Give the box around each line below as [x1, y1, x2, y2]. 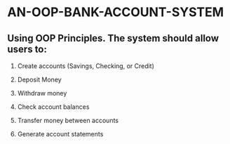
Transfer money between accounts [17, 117, 119, 124]
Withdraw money [17, 89, 67, 97]
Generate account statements [17, 130, 104, 138]
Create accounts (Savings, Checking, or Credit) [17, 62, 154, 70]
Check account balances [17, 103, 90, 111]
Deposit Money [17, 75, 62, 84]
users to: [7, 43, 48, 55]
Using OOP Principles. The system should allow [7, 32, 219, 44]
